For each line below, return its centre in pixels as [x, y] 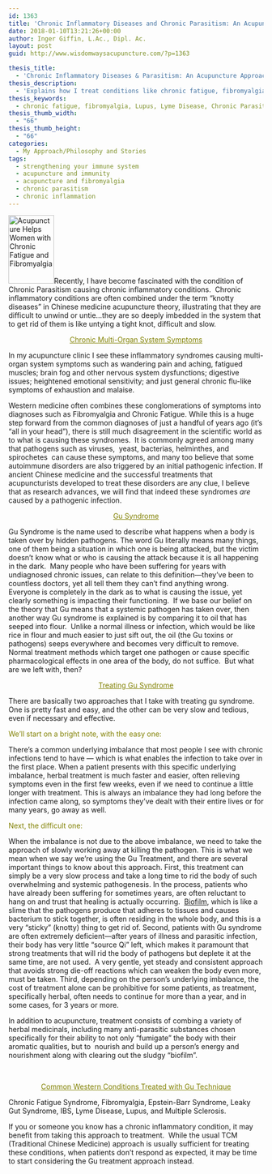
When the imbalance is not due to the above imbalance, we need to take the [135, 841]
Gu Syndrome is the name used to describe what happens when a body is [132, 531]
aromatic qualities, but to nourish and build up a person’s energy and [124, 1046]
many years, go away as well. [57, 810]
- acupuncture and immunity [63, 174]
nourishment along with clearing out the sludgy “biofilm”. [103, 1055]
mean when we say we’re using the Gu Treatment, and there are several [128, 858]
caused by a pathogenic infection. [65, 500]
